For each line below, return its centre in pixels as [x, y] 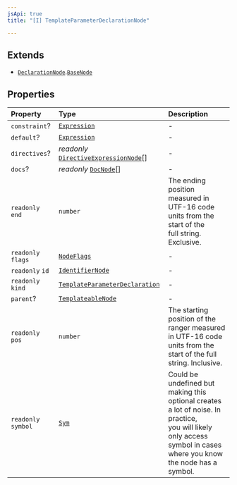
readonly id [30, 271]
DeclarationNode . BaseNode [55, 72]
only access [188, 436]
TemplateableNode [88, 299]
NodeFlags [75, 257]
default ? [25, 137]
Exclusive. [185, 242]
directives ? [31, 154]
